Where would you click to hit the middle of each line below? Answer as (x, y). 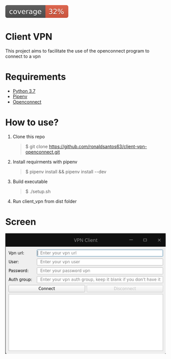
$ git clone (37, 146)
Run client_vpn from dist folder (45, 201)
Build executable (30, 182)
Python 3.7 (24, 91)
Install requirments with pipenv (45, 162)
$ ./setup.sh (38, 191)
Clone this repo (28, 136)
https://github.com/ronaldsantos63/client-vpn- (98, 146)
